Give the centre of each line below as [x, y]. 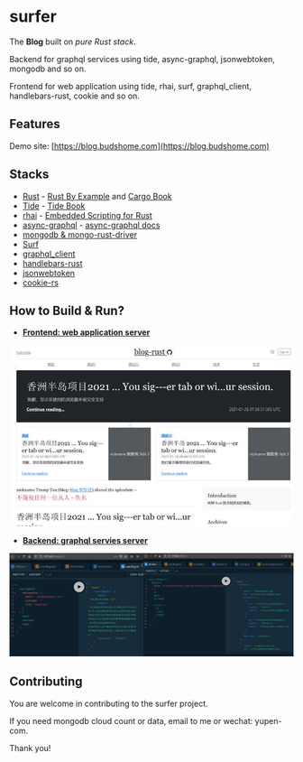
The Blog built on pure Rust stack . [73, 42]
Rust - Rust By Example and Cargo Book [97, 196]
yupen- [268, 720]
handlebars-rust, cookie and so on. [74, 96]
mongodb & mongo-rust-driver [80, 234]
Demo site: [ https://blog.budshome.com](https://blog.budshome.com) [139, 145]
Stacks [29, 175]
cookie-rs [40, 283]
